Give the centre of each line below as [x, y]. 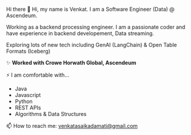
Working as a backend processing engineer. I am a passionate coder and [96, 27]
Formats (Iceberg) [28, 51]
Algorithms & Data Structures [50, 114]
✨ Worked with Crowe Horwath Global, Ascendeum [71, 63]
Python [24, 101]
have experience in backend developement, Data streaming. [80, 33]
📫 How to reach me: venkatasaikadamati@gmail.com [72, 126]
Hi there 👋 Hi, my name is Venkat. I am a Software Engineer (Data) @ [90, 9]
